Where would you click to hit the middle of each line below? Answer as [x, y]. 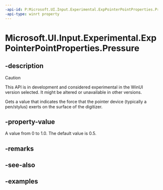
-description [24, 66]
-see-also [20, 165]
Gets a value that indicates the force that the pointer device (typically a [76, 102]
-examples [22, 182]
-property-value [30, 122]
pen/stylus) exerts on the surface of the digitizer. [54, 106]
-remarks [19, 149]
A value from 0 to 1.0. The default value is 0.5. [51, 133]
